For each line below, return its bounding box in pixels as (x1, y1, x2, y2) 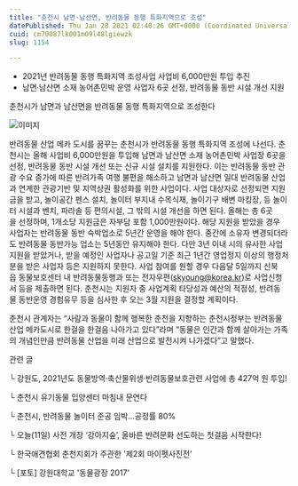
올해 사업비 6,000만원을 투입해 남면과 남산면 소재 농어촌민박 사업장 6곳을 (32, 150, 286, 161)
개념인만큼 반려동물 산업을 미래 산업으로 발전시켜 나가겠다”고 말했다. (18, 335, 255, 347)
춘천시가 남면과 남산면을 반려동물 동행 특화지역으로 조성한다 (9, 101, 216, 112)
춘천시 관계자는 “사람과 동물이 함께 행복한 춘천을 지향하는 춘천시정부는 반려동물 (9, 313, 283, 324)
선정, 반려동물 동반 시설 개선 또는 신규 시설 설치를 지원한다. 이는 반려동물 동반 (9, 161, 277, 171)
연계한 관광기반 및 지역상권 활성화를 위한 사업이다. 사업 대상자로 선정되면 (18, 183, 270, 194)
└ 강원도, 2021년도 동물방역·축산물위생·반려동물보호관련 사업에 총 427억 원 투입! (9, 373, 288, 384)
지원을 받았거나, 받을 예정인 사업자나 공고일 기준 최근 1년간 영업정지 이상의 (9, 250, 266, 260)
